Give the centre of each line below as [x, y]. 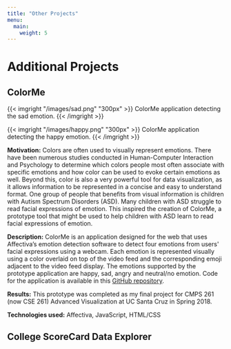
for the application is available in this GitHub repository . [86, 281]
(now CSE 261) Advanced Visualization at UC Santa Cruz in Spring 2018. [110, 301]
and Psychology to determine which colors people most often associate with [116, 165]
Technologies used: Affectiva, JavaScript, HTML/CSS [84, 315]
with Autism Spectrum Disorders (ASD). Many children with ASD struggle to [114, 201]
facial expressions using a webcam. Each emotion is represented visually [111, 252]
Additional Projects [63, 67]
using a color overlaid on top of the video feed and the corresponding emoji [114, 259]
